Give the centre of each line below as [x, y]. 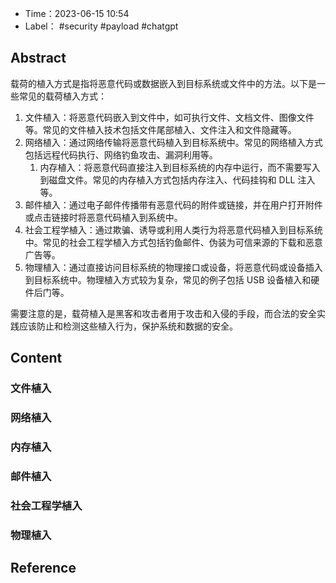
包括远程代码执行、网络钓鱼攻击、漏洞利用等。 [121, 154]
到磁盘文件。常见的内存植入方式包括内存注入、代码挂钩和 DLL [167, 179]
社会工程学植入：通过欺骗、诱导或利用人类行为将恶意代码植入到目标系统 [173, 229]
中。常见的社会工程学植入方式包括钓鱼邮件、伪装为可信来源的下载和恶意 [173, 242]
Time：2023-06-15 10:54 [77, 13]
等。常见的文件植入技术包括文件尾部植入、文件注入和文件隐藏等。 [160, 129]
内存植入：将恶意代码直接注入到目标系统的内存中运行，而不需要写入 [180, 167]
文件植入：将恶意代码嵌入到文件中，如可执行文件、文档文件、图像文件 [169, 117]
